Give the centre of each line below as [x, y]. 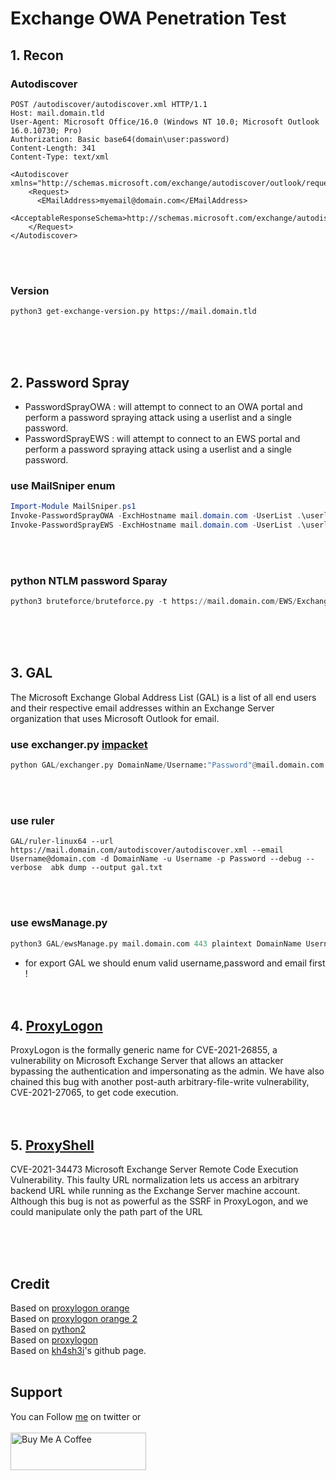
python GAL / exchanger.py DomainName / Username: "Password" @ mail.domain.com [167, 765]
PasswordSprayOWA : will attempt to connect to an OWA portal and [163, 406]
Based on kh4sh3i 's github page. [78, 1350]
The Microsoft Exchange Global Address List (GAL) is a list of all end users [163, 697]
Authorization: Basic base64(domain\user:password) [120, 139]
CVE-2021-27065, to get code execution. [94, 1093]
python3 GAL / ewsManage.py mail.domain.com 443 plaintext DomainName [156, 943]
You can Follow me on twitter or [76, 1416]
